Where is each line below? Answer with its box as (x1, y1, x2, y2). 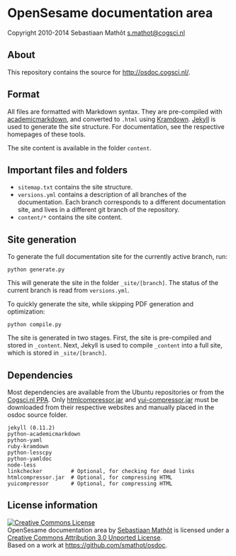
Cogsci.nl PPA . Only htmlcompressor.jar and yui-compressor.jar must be (7, 396, 218, 404)
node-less (7, 462, 37, 469)
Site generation (7, 233, 77, 245)
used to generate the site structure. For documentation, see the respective (7, 122, 225, 130)
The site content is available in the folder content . (7, 143, 152, 152)
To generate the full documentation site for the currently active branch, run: (7, 252, 228, 261)
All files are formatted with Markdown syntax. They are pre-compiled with (7, 107, 223, 116)
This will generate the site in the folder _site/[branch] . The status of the (7, 279, 219, 287)
